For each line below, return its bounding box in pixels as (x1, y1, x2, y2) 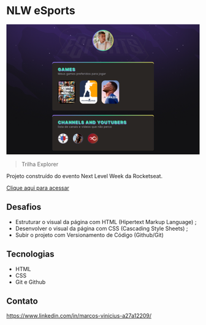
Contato (6, 296, 38, 307)
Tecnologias (6, 249, 55, 260)
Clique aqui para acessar (6, 184, 69, 192)
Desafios (6, 202, 42, 212)
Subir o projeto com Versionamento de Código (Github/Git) (15, 231, 164, 239)
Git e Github (15, 278, 46, 285)
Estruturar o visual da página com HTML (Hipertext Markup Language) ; (15, 218, 197, 225)
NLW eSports (6, 4, 75, 18)
